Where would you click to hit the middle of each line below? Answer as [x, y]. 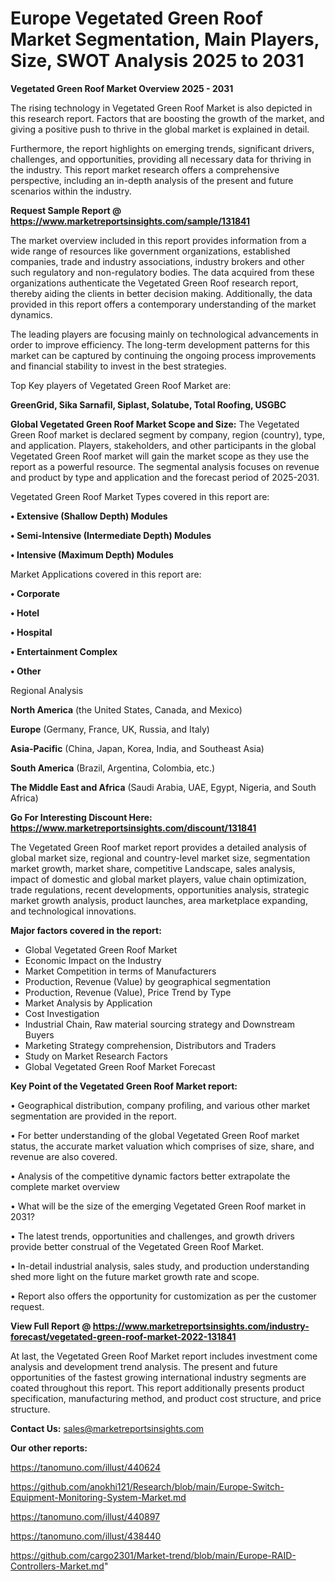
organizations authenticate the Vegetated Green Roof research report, [154, 283]
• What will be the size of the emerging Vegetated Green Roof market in [158, 1206]
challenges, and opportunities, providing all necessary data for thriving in [161, 159]
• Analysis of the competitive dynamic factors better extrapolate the [150, 1176]
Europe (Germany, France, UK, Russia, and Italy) [110, 729]
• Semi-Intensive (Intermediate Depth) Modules [111, 535]
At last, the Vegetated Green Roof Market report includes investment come [164, 1356]
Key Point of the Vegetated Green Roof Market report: [124, 1086]
